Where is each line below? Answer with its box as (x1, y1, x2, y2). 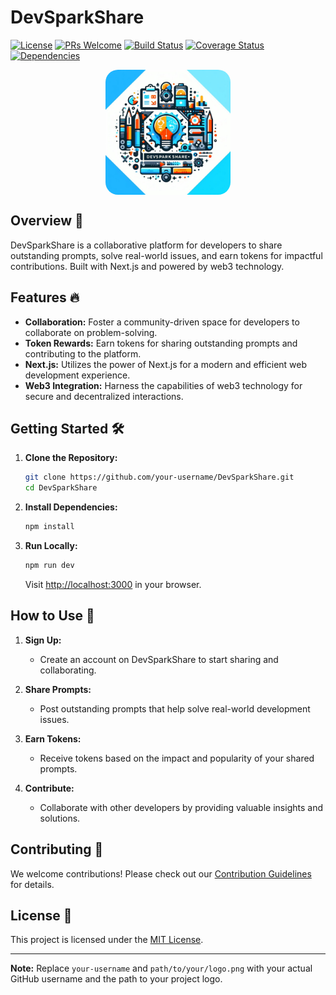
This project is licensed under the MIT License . (10, 934, 204, 946)
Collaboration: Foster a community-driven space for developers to (24, 316, 300, 328)
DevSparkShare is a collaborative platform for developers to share (10, 239, 283, 251)
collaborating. (39, 664, 97, 676)
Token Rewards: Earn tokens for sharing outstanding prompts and (24, 337, 298, 349)
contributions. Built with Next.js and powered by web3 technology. (10, 260, 285, 272)
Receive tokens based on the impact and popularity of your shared (39, 752, 315, 764)
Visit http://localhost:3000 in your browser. (24, 578, 202, 590)
